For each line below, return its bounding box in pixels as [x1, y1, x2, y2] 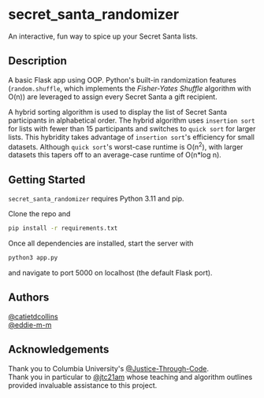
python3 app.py [8, 254, 58, 262]
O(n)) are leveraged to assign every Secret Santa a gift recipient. [8, 92, 218, 101]
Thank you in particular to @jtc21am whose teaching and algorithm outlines [8, 372, 253, 381]
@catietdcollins [8, 311, 58, 321]
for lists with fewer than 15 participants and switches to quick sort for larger [8, 123, 256, 133]
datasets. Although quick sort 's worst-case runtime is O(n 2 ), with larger [8, 140, 244, 151]
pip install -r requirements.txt [8, 224, 118, 233]
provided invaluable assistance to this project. [8, 380, 158, 390]
